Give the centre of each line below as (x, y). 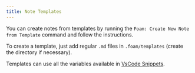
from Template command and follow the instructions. (70, 34)
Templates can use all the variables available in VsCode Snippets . (85, 64)
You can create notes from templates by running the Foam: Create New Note (98, 28)
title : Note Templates (34, 11)
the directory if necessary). (39, 52)
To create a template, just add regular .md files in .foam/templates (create (95, 46)
